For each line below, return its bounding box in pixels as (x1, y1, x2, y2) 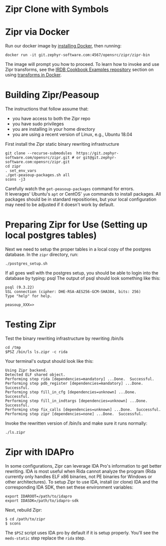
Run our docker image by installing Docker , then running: (5, 43, 122, 49)
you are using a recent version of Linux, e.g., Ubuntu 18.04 (12, 131, 133, 138)
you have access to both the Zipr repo (12, 116, 91, 122)
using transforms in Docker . (5, 72, 62, 78)
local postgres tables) (5, 230, 97, 241)
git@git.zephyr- (83, 155, 117, 160)
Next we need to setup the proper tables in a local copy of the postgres (5, 246, 152, 252)
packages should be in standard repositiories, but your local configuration (5, 196, 157, 203)
